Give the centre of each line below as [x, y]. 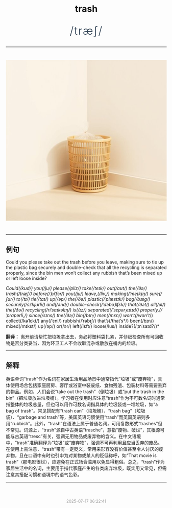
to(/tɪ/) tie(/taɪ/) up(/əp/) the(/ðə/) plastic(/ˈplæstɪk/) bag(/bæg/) [83, 299]
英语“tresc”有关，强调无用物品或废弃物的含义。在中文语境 [80, 436]
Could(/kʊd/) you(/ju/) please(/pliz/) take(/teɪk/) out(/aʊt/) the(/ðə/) [77, 288]
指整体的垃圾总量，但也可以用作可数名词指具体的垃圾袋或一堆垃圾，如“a [82, 404]
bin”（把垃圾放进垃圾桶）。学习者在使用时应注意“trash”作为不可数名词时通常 [85, 398]
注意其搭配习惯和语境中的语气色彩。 [44, 474]
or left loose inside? [27, 278]
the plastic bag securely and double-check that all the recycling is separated [86, 268]
